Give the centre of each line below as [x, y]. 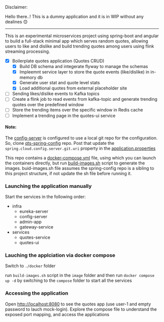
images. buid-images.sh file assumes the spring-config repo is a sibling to [80, 168]
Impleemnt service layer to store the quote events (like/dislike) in [84, 72]
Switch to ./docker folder [31, 266]
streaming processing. [28, 51]
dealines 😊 [16, 22]
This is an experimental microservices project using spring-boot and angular [82, 36]
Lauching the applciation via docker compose [60, 255]
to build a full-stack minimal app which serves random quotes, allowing [77, 41]
